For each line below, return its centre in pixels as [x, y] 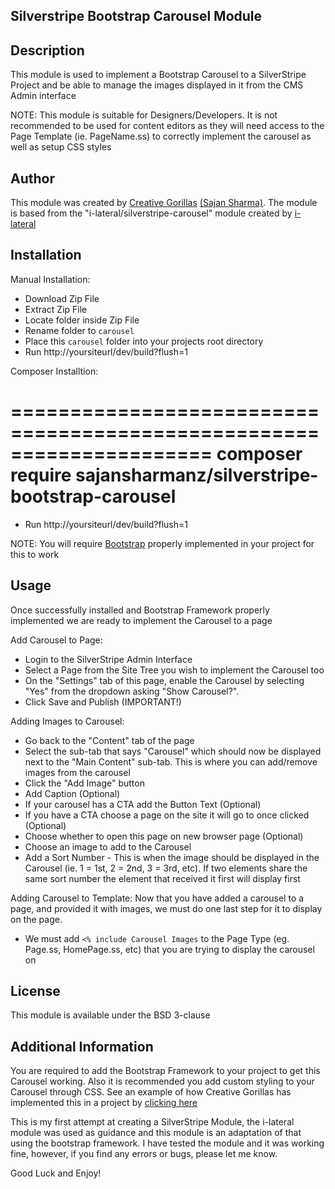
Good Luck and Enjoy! [56, 1173]
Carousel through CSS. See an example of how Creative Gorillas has [151, 1092]
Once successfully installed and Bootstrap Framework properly [140, 610]
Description [47, 50]
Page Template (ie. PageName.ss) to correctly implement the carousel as [161, 136]
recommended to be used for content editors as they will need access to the [167, 126]
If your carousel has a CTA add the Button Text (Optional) [143, 804]
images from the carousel [77, 772]
